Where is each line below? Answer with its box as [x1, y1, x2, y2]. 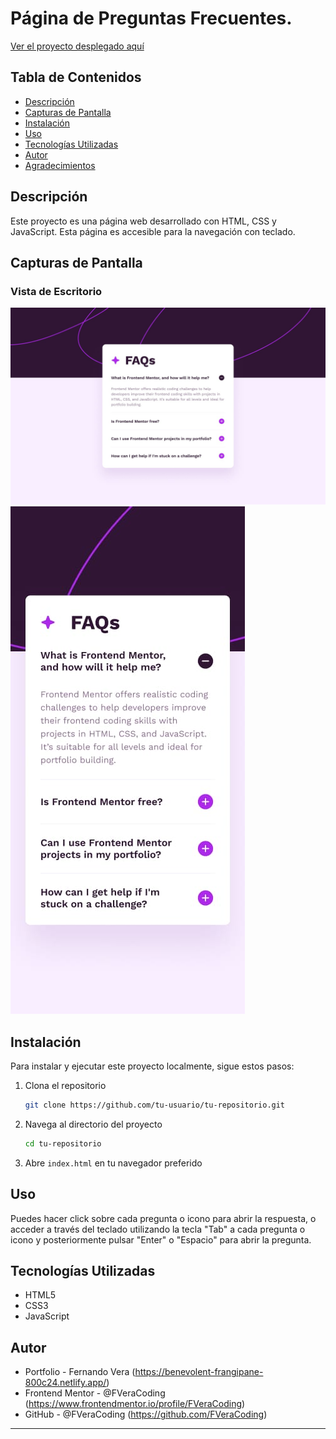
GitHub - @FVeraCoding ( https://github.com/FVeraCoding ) [24, 1408, 268, 1421]
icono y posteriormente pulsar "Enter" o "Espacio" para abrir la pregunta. [10, 1233, 312, 1246]
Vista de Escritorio [10, 284, 103, 298]
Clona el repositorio [24, 1080, 107, 1092]
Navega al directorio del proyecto [24, 1118, 163, 1130]
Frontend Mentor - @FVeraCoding [24, 1387, 166, 1399]
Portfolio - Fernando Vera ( [24, 1366, 136, 1378]
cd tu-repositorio [24, 1138, 102, 1149]
